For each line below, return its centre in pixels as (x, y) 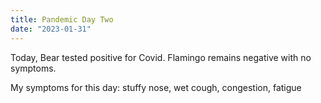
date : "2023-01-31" (51, 29)
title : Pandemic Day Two (62, 19)
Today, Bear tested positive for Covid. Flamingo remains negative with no (161, 57)
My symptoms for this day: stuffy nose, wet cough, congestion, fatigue (156, 87)
